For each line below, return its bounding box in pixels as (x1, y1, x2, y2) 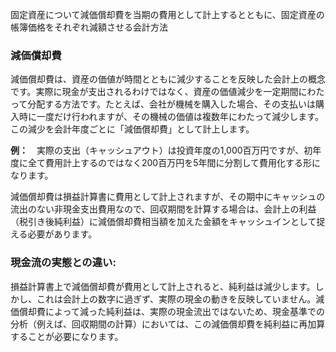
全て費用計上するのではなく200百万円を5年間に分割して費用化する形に (27, 157, 322, 169)
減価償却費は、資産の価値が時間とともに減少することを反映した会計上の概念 (10, 73, 326, 85)
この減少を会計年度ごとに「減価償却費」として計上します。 (10, 123, 255, 135)
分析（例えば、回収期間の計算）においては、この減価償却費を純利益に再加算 (10, 318, 326, 330)
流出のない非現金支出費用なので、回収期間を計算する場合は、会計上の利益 (10, 203, 317, 215)
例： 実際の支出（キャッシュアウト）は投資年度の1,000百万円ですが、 (10, 144, 305, 157)
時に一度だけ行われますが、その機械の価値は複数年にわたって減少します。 (18, 111, 324, 123)
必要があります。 (27, 228, 98, 240)
